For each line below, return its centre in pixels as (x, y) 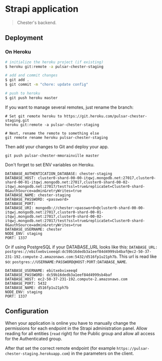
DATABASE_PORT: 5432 (26, 283)
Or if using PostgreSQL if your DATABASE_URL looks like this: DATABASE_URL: (81, 247)
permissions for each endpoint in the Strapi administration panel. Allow (76, 328)
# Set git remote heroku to (34, 116)
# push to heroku (23, 93)
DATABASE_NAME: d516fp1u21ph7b (37, 288)
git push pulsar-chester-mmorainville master (52, 156)
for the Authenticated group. (34, 338)
